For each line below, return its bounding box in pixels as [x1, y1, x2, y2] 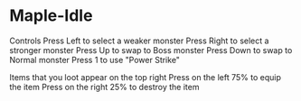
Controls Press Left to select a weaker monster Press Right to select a [9, 35, 269, 46]
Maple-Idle [9, 5, 93, 26]
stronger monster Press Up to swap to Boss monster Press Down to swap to [9, 44, 293, 55]
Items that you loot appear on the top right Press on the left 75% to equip [9, 71, 282, 82]
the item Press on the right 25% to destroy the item [9, 81, 200, 92]
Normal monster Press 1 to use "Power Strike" [9, 54, 181, 65]
